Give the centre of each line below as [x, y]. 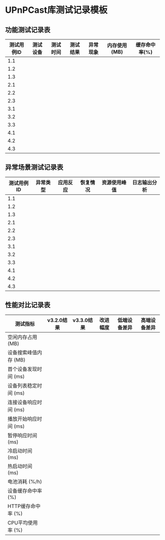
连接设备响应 [23, 402]
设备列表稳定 [23, 386]
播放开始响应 [23, 419]
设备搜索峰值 [23, 352]
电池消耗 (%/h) [25, 481]
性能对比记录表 [28, 305]
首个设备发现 [23, 369]
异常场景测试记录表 [34, 167]
